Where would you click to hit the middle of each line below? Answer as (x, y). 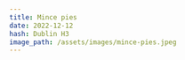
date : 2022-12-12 (41, 26)
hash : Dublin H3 (39, 34)
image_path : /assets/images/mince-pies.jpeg (93, 42)
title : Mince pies (43, 17)
